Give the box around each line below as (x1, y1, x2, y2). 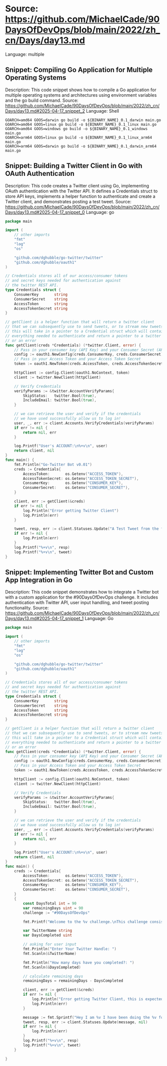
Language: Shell (86, 108, 119, 114)
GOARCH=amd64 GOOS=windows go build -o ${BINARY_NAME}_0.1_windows (5, 126, 148, 131)
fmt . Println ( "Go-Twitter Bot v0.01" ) (14, 462, 92, 467)
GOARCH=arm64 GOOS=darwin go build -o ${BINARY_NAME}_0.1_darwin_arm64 (5, 144, 157, 149)
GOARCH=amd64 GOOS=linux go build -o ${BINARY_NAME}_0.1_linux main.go (5, 122, 157, 127)
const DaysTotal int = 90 (23, 901, 77, 906)
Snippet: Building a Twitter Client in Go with (5, 161, 143, 170)
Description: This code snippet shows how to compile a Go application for (5, 87, 157, 93)
